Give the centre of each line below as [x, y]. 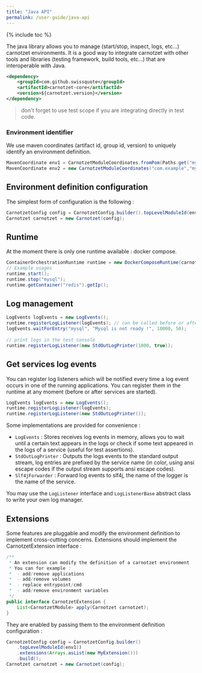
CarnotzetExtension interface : [44, 546]
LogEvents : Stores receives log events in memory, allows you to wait [99, 437]
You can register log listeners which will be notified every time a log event [98, 379]
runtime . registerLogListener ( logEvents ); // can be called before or [95, 323]
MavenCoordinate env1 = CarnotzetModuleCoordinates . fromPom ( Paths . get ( [98, 163]
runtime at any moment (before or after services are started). [82, 391]
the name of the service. [45, 482]
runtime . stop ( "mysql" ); [36, 279]
